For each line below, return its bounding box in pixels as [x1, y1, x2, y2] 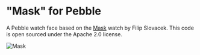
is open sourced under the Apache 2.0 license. [6, 30, 122, 37]
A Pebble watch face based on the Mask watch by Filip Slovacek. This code [6, 24, 195, 31]
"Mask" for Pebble [6, 4, 101, 18]
